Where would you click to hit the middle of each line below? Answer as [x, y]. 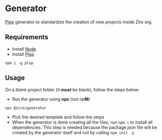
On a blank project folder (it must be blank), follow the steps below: [72, 89]
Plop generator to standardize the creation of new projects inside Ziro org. [79, 22]
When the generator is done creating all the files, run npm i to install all [82, 122]
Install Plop [23, 54]
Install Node [24, 49]
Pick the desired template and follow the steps [58, 117]
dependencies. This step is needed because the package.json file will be [84, 127]
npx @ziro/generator [26, 108]
